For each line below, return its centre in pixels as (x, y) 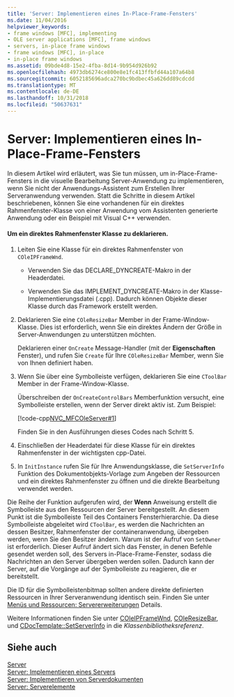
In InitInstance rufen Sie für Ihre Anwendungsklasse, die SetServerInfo (121, 467)
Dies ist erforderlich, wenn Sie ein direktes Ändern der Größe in (131, 327)
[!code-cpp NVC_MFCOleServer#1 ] (67, 418)
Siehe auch (32, 648)
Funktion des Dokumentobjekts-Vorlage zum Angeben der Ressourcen (119, 474)
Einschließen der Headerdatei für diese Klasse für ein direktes (106, 446)
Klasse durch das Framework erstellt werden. (93, 306)
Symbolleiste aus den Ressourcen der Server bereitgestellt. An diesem (108, 510)
